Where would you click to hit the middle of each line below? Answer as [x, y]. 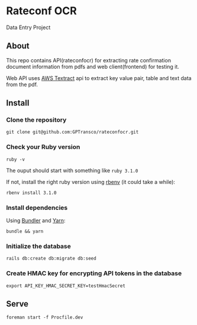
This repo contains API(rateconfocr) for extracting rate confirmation [89, 60]
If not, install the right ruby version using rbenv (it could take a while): [91, 181]
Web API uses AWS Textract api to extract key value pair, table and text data [99, 78]
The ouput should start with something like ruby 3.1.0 [72, 170]
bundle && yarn [25, 232]
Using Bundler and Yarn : [36, 221]
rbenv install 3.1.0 [32, 193]
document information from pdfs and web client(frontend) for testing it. [93, 66]
